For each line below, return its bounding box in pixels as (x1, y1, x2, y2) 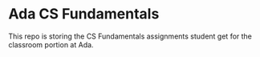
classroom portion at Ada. (8, 39, 94, 49)
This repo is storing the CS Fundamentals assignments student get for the (8, 31, 253, 41)
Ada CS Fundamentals (8, 5, 160, 23)
